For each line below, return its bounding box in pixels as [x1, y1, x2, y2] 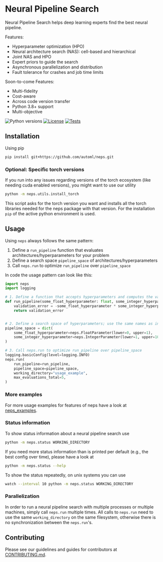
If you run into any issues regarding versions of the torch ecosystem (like [5, 177, 151, 183]
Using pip [5, 145, 24, 151]
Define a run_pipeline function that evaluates [12, 247, 103, 253]
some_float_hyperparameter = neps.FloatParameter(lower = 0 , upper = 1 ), [14, 330, 153, 335]
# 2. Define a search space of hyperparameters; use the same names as [5, 321, 153, 326]
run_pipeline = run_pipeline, [14, 361, 70, 366]
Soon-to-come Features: [5, 79, 54, 85]
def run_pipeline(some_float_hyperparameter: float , [5, 299, 114, 304]
